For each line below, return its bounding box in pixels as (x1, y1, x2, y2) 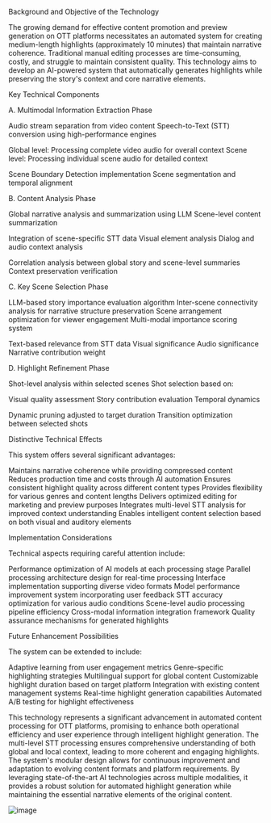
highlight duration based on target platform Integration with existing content (8, 680, 260, 689)
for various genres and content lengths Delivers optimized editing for (8, 492, 238, 501)
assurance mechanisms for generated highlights (8, 615, 169, 625)
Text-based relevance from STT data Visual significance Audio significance (8, 339, 260, 348)
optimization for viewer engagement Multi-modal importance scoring (8, 315, 238, 324)
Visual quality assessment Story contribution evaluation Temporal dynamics (8, 395, 261, 404)
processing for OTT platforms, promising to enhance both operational (8, 721, 240, 730)
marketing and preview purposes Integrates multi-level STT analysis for (8, 500, 246, 510)
